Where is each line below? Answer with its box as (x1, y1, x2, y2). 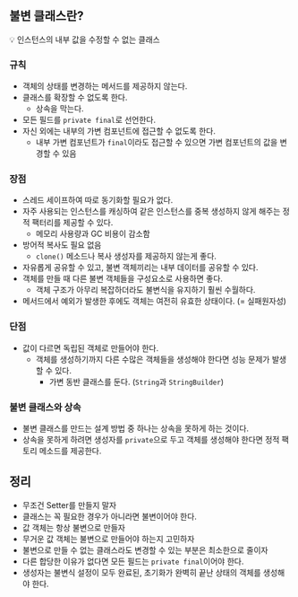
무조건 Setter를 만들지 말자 (21, 499, 117, 510)
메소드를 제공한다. (38, 445, 102, 456)
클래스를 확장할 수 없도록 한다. (21, 92, 128, 103)
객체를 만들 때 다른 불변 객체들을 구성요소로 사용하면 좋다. (21, 273, 224, 285)
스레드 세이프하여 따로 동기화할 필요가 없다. (21, 195, 174, 206)
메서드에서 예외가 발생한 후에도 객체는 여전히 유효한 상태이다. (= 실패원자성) (21, 295, 286, 307)
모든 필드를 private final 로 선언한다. (21, 115, 157, 126)
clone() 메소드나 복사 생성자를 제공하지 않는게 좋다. (35, 250, 217, 262)
